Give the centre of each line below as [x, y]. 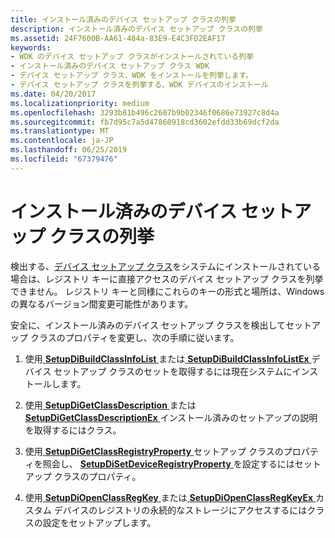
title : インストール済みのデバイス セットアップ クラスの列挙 [123, 19]
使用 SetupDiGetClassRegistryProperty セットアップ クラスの [154, 451]
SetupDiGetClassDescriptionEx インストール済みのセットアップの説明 [171, 417]
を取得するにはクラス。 [73, 430]
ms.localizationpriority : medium [80, 103]
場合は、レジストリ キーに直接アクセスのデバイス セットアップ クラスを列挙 [167, 278]
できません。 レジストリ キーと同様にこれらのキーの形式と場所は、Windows [167, 291]
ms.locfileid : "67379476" [64, 159]
